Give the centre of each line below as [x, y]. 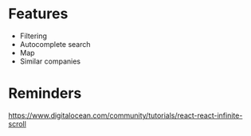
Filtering [33, 36]
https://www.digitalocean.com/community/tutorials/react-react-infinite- [125, 115]
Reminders [45, 93]
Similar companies [50, 61]
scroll [17, 123]
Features [38, 14]
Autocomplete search [55, 44]
